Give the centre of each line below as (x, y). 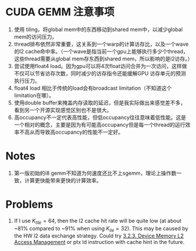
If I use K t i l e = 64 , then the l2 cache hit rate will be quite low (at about (98, 221)
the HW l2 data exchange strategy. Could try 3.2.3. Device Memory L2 (99, 236)
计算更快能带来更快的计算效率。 (63, 180)
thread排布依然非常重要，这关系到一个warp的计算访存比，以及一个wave (101, 44)
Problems (29, 204)
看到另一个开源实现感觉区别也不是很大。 (63, 110)
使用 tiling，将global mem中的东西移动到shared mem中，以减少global (98, 29)
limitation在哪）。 (34, 95)
